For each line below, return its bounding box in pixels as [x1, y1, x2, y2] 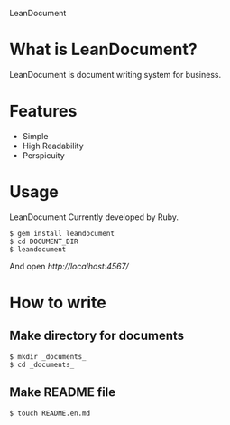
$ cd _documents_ [9, 360, 75, 369]
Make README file [9, 384, 116, 401]
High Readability [22, 140, 84, 151]
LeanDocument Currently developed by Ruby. [9, 212, 179, 222]
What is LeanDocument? [9, 40, 198, 60]
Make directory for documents [9, 328, 185, 344]
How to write [9, 293, 106, 313]
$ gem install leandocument [9, 229, 115, 238]
